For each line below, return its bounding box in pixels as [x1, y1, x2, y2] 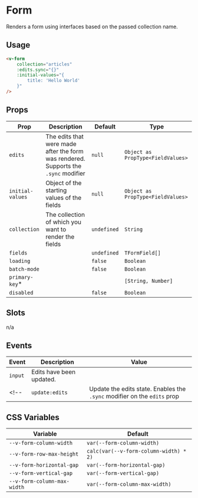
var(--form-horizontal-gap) [86, 462, 166, 469]
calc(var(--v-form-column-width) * [86, 448, 187, 454]
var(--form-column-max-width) [86, 481, 171, 488]
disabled [9, 289, 34, 296]
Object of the [45, 179, 82, 187]
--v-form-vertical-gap [9, 470, 72, 477]
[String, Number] [124, 278, 173, 284]
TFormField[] [124, 249, 161, 256]
